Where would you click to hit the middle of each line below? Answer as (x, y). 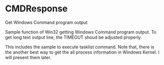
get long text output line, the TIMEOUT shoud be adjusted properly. (74, 37)
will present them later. (28, 57)
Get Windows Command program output (46, 22)
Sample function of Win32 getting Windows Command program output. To (81, 32)
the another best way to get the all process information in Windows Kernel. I (82, 52)
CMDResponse (37, 9)
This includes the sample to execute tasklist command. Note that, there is (80, 47)
